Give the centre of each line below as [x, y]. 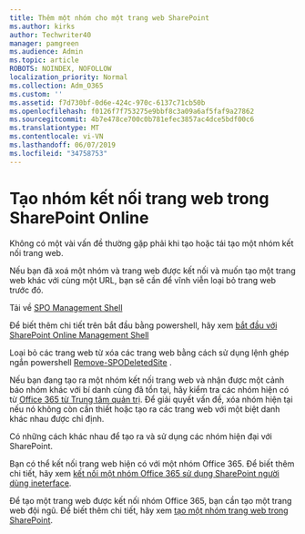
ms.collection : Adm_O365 [56, 86]
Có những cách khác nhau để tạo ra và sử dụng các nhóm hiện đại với [141, 436]
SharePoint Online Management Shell [79, 334]
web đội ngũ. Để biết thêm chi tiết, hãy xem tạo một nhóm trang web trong [149, 510]
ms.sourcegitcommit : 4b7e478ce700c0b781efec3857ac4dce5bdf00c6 [132, 119]
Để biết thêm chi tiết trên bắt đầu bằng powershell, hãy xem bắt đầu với [143, 325]
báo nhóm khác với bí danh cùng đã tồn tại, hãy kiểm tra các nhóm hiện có [149, 389]
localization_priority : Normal [69, 77]
